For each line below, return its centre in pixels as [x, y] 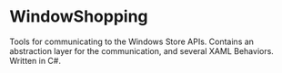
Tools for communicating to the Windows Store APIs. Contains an [132, 41]
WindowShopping [79, 17]
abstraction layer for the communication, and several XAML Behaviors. [142, 50]
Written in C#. [35, 60]
